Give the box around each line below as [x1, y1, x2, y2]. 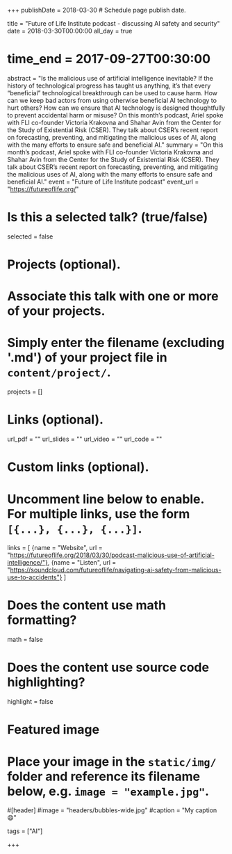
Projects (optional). [7, 257, 122, 273]
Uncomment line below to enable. [7, 491, 205, 507]
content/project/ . [7, 364, 111, 380]
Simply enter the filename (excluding [7, 335, 225, 351]
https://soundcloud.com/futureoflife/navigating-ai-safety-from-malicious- [10, 566, 222, 574]
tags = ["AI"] [7, 827, 43, 835]
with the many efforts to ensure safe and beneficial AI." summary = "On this [7, 140, 224, 149]
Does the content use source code [7, 660, 210, 675]
